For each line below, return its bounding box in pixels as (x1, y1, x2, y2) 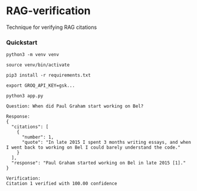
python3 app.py (6, 93, 44, 99)
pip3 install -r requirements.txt (6, 73, 91, 78)
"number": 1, (21, 134, 54, 140)
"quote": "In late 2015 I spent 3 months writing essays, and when (21, 140, 192, 146)
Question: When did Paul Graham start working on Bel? (6, 103, 144, 110)
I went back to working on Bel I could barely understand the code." (6, 144, 181, 151)
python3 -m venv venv (6, 52, 60, 58)
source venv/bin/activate (6, 62, 70, 68)
